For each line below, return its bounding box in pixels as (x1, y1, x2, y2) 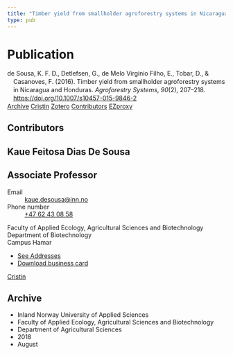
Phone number (7, 202, 50, 211)
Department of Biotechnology (7, 230, 92, 239)
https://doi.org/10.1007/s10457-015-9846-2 (13, 94, 137, 103)
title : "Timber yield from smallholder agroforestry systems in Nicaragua (7, 10, 228, 17)
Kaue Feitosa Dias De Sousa (7, 146, 130, 157)
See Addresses (17, 251, 61, 260)
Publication (7, 46, 74, 62)
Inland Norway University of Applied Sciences (17, 311, 149, 319)
